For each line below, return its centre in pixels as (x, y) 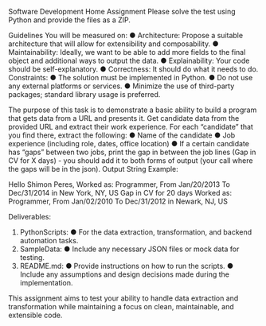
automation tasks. (49, 241)
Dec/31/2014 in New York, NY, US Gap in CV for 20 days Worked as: (120, 193)
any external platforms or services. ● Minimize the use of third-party (121, 86)
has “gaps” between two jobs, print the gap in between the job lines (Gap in (132, 152)
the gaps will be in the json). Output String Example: (94, 169)
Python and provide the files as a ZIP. (70, 20)
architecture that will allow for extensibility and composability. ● (113, 44)
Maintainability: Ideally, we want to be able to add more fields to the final (127, 52)
